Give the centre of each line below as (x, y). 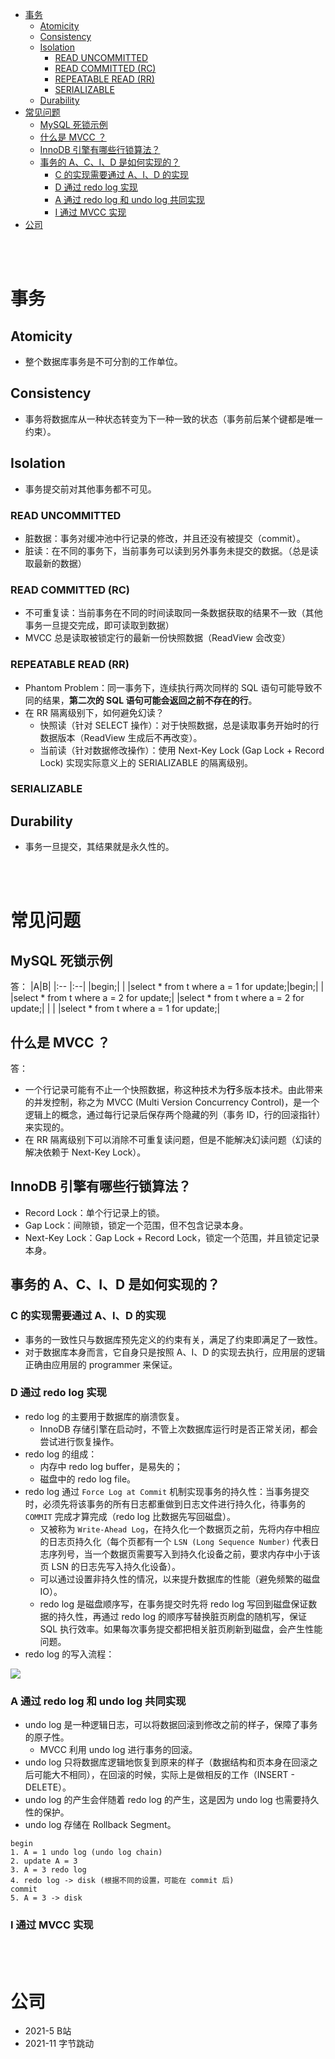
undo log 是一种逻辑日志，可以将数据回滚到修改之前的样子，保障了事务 (171, 1725)
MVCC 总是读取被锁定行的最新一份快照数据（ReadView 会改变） (157, 638)
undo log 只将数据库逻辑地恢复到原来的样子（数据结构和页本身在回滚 (167, 1762)
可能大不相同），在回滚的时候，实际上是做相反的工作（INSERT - (164, 1775)
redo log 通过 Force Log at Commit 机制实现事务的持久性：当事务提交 (167, 1491)
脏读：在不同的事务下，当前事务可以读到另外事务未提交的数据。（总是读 (171, 550)
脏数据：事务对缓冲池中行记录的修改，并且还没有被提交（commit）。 (165, 538)
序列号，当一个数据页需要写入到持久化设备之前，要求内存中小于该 (184, 1554)
